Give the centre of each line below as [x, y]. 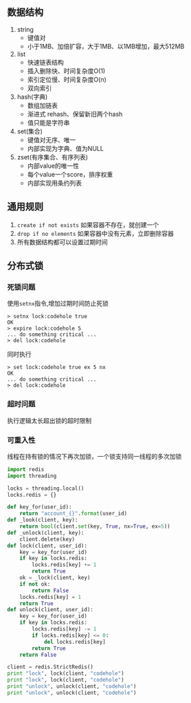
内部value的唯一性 [53, 166]
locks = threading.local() [46, 488]
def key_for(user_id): [40, 507]
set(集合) [30, 131]
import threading [32, 476]
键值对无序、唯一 [52, 139]
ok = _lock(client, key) [55, 578]
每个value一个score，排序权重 [70, 174]
